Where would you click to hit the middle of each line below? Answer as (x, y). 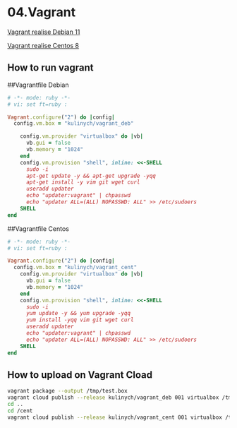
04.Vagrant (42, 12)
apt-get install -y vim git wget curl (83, 182)
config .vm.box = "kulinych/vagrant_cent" (75, 268)
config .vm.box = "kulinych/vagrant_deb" (74, 124)
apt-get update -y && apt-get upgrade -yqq (91, 176)
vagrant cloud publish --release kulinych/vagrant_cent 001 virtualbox (115, 417)
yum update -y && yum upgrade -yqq (78, 314)
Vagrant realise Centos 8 (43, 45)
